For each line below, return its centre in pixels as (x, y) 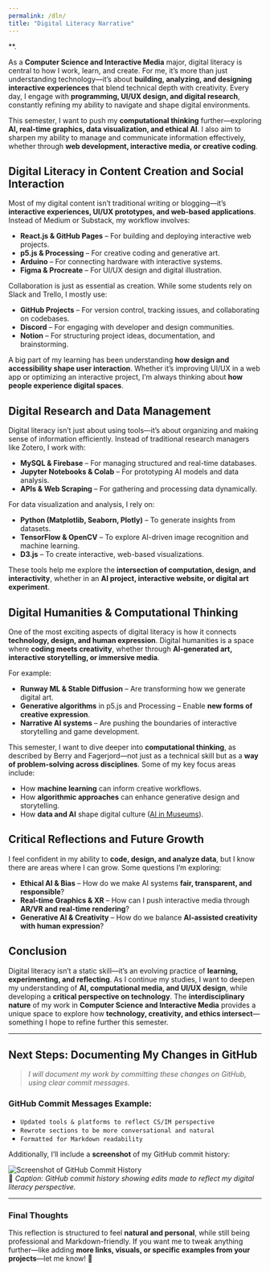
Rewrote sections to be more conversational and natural (117, 1130)
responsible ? (42, 891)
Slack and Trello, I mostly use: (58, 294)
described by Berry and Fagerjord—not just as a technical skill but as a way (133, 755)
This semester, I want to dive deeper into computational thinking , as (122, 747)
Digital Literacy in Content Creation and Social (126, 171)
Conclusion (38, 951)
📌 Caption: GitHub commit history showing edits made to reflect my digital (131, 1178)
